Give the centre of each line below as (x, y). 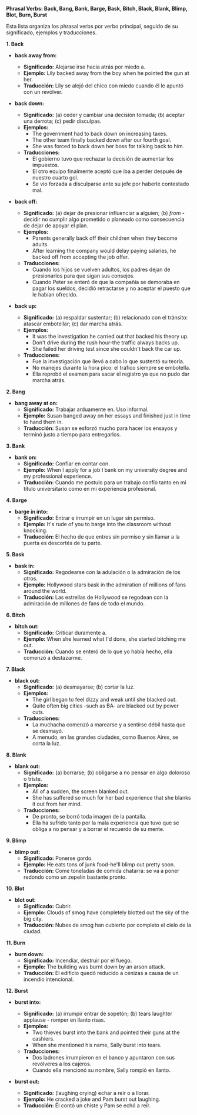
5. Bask (15, 554)
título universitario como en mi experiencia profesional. (90, 489)
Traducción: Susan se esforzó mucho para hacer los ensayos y (100, 428)
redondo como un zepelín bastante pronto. (75, 877)
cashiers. (43, 1039)
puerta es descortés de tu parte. (63, 543)
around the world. (45, 591)
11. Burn (16, 943)
